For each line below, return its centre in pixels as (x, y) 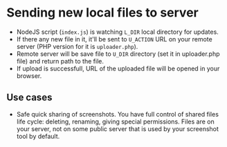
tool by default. (38, 136)
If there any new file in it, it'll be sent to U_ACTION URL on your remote (114, 39)
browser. (29, 76)
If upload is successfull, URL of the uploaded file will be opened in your (118, 68)
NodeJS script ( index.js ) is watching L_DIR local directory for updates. (117, 32)
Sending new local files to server (102, 13)
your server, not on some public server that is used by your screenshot (118, 128)
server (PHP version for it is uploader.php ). (77, 46)
